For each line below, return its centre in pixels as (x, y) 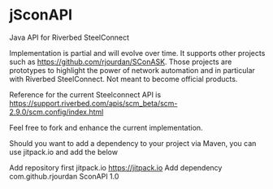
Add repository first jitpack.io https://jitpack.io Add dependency (116, 167)
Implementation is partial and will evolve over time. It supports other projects (137, 53)
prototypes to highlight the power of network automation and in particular (132, 70)
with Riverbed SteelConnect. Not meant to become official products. (123, 79)
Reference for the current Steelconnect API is (85, 94)
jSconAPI (41, 15)
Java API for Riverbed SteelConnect (69, 37)
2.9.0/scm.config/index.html (56, 112)
